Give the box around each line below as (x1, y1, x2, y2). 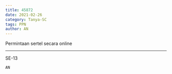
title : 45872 (5, 7, 33, 13)
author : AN (5, 27, 29, 32)
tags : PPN (5, 21, 27, 27)
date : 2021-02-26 (5, 12, 42, 17)
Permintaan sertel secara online (5, 40, 73, 46)
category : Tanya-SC (5, 17, 47, 22)
